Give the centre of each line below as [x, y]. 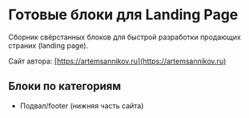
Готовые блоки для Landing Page [123, 15]
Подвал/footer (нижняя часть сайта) [82, 105]
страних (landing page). [48, 45]
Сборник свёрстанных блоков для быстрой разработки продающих [125, 37]
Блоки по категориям [65, 86]
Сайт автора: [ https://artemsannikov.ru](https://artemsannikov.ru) [117, 61]
